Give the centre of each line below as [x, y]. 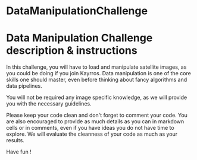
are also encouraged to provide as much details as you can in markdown [95, 121]
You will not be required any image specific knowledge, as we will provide [97, 97]
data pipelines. [24, 86]
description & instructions [72, 51]
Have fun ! [19, 152]
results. [15, 140]
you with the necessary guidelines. [49, 104]
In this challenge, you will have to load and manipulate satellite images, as [96, 67]
